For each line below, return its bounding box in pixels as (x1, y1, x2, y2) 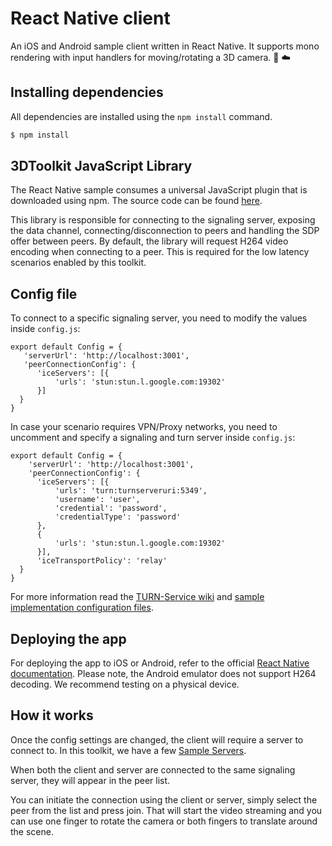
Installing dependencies (10, 84, 164, 101)
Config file (10, 285, 78, 302)
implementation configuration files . (10, 602, 154, 614)
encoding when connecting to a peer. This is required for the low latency (10, 246, 310, 258)
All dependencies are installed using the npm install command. (10, 110, 273, 122)
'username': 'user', (54, 495, 141, 505)
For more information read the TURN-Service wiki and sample (10, 591, 265, 603)
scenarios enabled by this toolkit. (10, 257, 147, 269)
